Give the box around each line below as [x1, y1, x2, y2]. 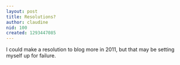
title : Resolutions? [6, 14, 57, 20]
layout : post [6, 8, 38, 15]
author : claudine [6, 19, 49, 25]
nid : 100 [6, 24, 27, 31]
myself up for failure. [6, 52, 57, 59]
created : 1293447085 [6, 30, 57, 36]
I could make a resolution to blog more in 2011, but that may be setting [6, 46, 175, 53]
